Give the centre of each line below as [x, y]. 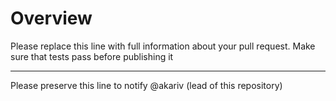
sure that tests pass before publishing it [92, 56]
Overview [51, 18]
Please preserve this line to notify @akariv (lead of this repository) [146, 85]
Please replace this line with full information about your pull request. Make [163, 46]
